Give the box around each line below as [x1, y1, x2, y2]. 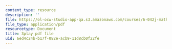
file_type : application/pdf [5, 21, 66, 27]
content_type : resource [5, 7, 56, 13]
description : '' [5, 12, 40, 17]
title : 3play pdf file [5, 31, 54, 36]
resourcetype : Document [5, 27, 56, 32]
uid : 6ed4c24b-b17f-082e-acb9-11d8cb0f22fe [5, 36, 100, 41]
